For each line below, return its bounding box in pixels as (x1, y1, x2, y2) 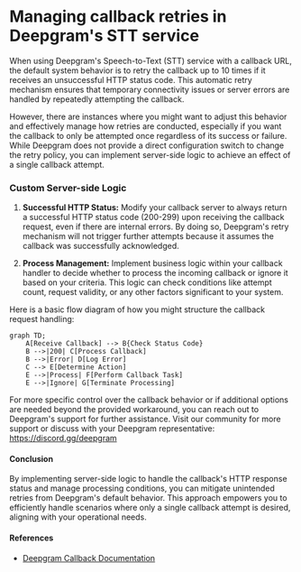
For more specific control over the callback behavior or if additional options (9, 394, 289, 405)
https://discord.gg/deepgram (9, 433, 117, 444)
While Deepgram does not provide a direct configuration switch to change (9, 140, 285, 151)
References (9, 532, 54, 543)
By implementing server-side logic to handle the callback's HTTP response (9, 474, 287, 484)
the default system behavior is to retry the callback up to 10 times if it (9, 65, 266, 76)
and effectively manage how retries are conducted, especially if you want (9, 120, 282, 132)
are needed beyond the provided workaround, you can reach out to (9, 404, 260, 415)
